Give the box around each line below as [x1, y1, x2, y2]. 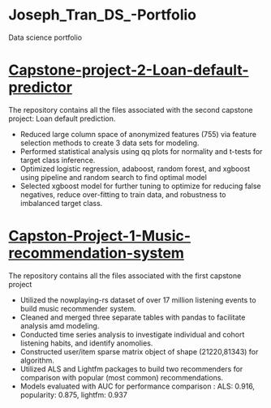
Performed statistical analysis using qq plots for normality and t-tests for [19, 146, 263, 156]
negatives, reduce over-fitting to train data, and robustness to [19, 189, 226, 200]
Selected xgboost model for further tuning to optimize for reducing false [19, 181, 261, 191]
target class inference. [19, 155, 96, 165]
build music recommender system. [19, 303, 136, 313]
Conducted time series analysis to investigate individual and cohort [19, 329, 245, 339]
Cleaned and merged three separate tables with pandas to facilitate [19, 312, 246, 322]
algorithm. [19, 355, 54, 365]
